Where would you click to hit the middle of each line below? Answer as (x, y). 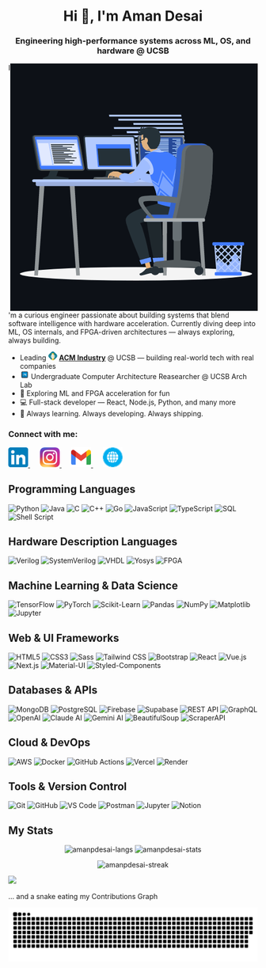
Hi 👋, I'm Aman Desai (133, 16)
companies (38, 366)
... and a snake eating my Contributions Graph (83, 897)
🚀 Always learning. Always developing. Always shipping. (111, 414)
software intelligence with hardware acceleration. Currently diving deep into (132, 324)
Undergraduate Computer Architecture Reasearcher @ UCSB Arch (139, 377)
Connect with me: (43, 435)
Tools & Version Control (68, 787)
